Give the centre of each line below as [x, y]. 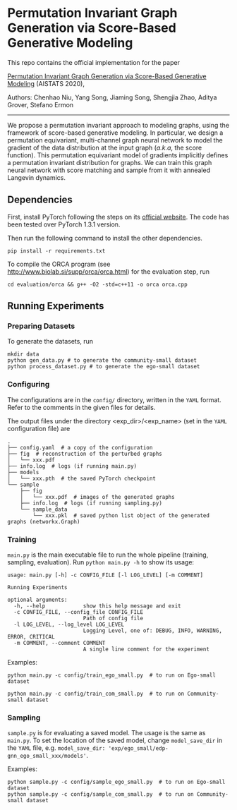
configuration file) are [39, 428]
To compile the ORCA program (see [59, 264]
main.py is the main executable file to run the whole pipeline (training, [108, 555]
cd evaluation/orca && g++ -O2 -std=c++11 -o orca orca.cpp [98, 284]
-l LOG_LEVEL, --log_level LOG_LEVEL [69, 625]
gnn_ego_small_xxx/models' [47, 756]
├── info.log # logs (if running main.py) [72, 466]
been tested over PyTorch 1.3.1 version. [64, 224]
